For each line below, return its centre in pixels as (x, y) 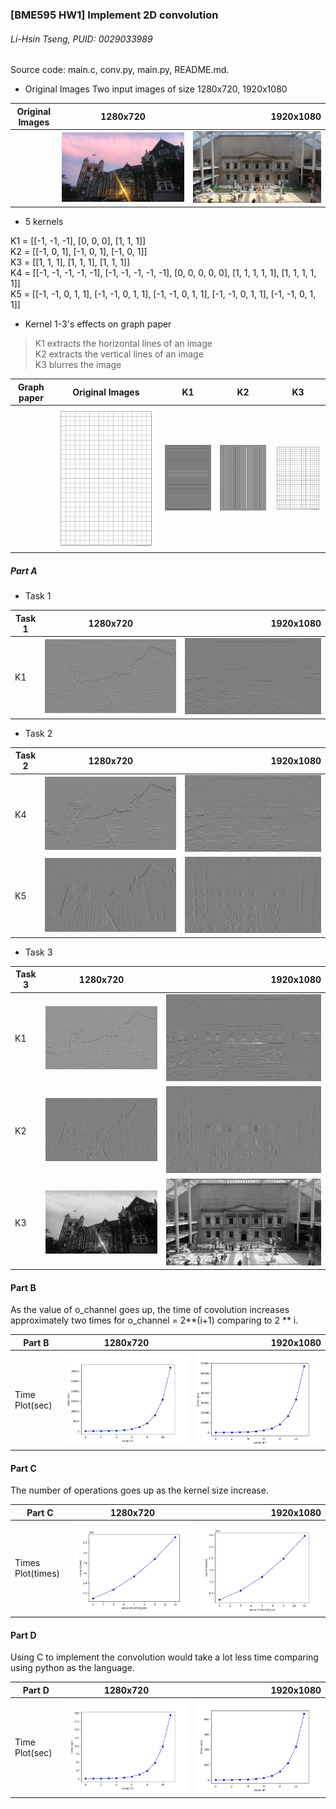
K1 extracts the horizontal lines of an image (123, 344)
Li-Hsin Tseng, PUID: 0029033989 (81, 39)
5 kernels (44, 222)
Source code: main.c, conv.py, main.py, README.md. (120, 70)
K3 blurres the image (78, 365)
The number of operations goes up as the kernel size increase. (139, 1490)
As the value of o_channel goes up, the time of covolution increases (150, 1310)
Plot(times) (37, 1574)
